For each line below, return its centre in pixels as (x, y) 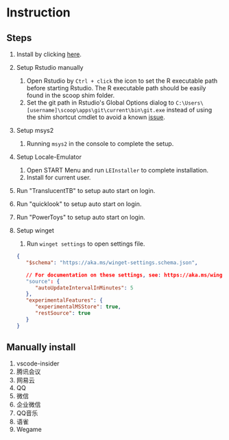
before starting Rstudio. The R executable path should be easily (116, 88)
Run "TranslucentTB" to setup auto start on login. (86, 191)
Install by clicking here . (49, 54)
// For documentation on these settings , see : (94, 275)
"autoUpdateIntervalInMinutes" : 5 (84, 288)
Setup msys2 (35, 130)
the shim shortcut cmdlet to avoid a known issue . (96, 117)
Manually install (41, 347)
